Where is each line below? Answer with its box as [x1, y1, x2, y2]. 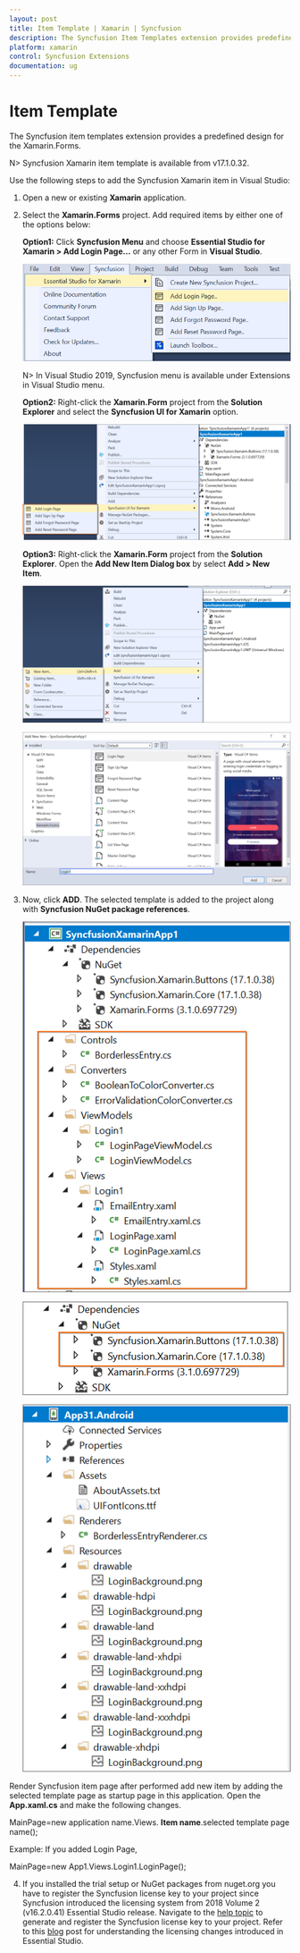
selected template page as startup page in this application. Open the [9, 1789, 262, 1801]
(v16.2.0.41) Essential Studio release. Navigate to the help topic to [21, 1906, 263, 1917]
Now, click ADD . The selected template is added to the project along [21, 894, 274, 905]
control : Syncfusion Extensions [9, 52, 129, 62]
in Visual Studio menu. [21, 380, 105, 391]
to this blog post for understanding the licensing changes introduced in [21, 1925, 284, 1936]
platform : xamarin [9, 43, 78, 52]
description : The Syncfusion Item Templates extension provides [9, 33, 254, 42]
